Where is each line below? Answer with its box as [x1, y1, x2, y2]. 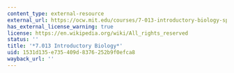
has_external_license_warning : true [7, 23, 114, 30]
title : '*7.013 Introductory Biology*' [7, 42, 123, 49]
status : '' [7, 36, 39, 43]
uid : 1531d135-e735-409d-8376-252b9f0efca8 [7, 49, 136, 56]
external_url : [7, 17, 49, 24]
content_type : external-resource [7, 10, 104, 17]
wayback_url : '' [7, 56, 54, 63]
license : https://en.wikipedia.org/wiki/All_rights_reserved [7, 29, 189, 37]
